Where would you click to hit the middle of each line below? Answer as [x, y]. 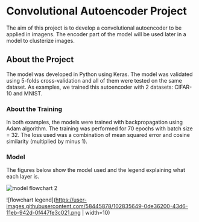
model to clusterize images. [41, 40]
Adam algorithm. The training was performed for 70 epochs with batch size [99, 128]
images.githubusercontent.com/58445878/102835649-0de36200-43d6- [97, 206]
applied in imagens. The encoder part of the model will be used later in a [96, 34]
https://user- [71, 200]
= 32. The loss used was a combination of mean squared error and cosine [98, 135]
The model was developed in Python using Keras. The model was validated [99, 74]
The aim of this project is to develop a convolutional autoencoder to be [94, 28]
